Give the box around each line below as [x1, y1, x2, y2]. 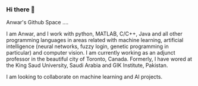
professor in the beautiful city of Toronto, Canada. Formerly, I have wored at [6, 56, 192, 63]
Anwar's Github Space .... [6, 19, 69, 26]
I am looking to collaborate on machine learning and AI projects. [6, 74, 162, 81]
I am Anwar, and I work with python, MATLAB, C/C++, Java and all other [6, 30, 183, 37]
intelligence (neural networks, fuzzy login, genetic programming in [6, 43, 169, 50]
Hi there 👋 [6, 5, 36, 14]
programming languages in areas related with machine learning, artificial [6, 37, 184, 44]
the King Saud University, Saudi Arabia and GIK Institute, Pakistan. [6, 62, 168, 69]
